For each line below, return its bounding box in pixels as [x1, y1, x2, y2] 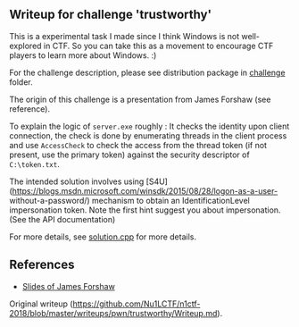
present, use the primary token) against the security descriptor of [9, 149, 250, 160]
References [9, 257, 75, 272]
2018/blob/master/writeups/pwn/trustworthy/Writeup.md [9, 307, 218, 318]
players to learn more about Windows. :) [9, 49, 157, 61]
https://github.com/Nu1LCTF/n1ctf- [72, 298, 201, 309]
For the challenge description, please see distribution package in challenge [9, 67, 286, 78]
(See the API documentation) [9, 214, 116, 224]
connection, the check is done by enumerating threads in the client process [9, 130, 287, 141]
